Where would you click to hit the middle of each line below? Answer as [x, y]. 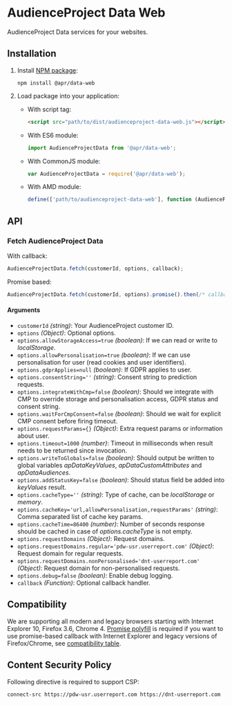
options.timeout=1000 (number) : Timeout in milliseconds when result [115, 443]
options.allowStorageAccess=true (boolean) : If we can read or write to [117, 340]
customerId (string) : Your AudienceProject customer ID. [95, 325]
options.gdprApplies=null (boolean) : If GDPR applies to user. [104, 369]
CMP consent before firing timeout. [67, 421]
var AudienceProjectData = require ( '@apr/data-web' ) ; [106, 174]
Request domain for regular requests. [70, 553]
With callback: [28, 256]
